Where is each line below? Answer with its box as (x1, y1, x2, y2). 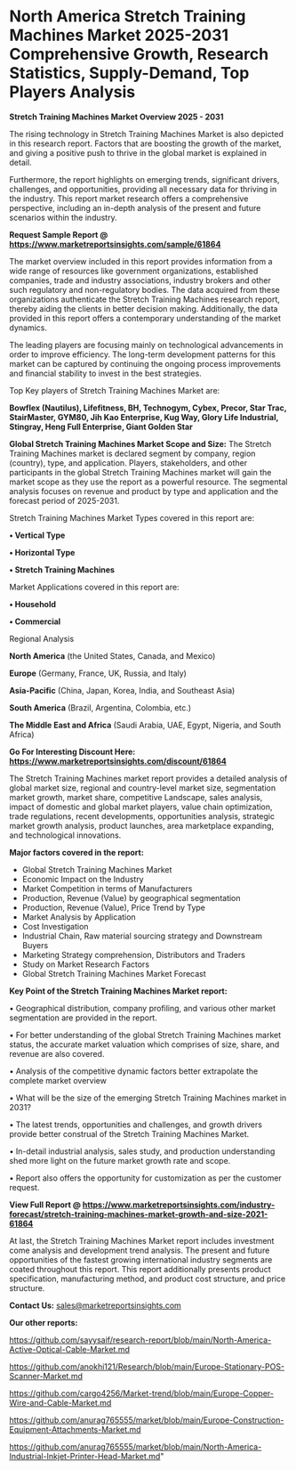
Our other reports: (9, 1317, 78, 1328)
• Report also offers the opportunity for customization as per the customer (9, 1173, 282, 1183)
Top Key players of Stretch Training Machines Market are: (9, 385, 220, 395)
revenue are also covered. (9, 1048, 105, 1059)
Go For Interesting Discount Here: (9, 746, 136, 757)
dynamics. (9, 322, 47, 333)
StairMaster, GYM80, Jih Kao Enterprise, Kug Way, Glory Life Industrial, (9, 411, 279, 422)
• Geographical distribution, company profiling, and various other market (9, 1003, 276, 1013)
